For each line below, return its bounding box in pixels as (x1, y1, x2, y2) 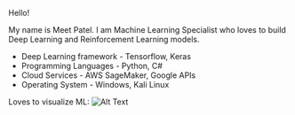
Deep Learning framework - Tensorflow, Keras (20, 51, 192, 61)
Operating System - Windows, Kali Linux (20, 80, 170, 89)
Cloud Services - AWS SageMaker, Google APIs (20, 70, 196, 80)
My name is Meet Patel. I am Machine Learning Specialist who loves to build (8, 25, 286, 34)
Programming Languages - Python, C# (20, 61, 163, 71)
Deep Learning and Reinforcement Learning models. (8, 34, 201, 44)
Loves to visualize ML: (8, 96, 90, 107)
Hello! (8, 8, 30, 18)
